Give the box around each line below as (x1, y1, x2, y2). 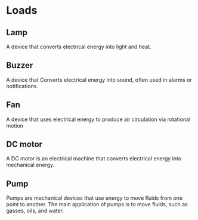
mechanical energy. (6, 162, 55, 169)
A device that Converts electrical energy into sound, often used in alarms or (6, 76, 192, 83)
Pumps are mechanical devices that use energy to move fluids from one (6, 194, 183, 202)
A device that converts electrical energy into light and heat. (6, 43, 151, 50)
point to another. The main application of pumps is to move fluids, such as (6, 201, 188, 208)
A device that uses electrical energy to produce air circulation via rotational (6, 116, 191, 123)
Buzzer (6, 60, 33, 70)
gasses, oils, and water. (6, 207, 64, 215)
